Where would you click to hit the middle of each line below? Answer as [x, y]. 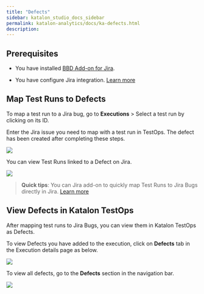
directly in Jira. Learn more [55, 191]
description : [23, 29]
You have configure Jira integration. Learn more [75, 80]
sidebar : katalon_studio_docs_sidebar [55, 18]
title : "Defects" [28, 12]
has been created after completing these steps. [66, 138]
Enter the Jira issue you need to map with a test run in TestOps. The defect [100, 132]
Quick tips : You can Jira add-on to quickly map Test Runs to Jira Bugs [109, 185]
